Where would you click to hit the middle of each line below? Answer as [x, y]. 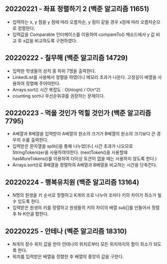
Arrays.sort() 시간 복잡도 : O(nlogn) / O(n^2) [56, 89]
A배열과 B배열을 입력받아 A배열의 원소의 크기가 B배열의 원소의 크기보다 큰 [84, 134]
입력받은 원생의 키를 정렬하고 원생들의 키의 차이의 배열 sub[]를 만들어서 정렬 [86, 208]
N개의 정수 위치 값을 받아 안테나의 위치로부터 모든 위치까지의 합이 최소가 [82, 244]
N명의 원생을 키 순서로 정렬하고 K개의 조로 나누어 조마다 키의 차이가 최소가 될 [87, 195]
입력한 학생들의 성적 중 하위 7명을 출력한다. [54, 71]
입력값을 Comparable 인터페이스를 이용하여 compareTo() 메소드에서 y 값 [83, 34]
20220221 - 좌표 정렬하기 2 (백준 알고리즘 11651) [77, 9]
